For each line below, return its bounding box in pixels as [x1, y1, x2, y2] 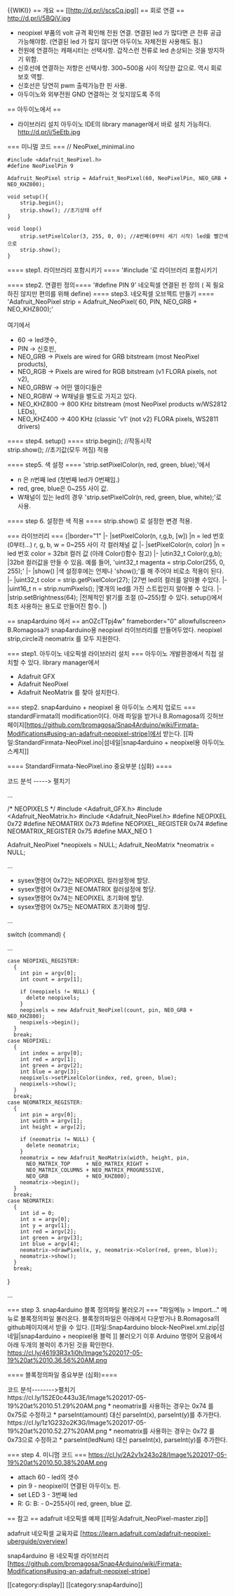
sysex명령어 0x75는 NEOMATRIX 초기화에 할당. [17, 903, 151, 910]
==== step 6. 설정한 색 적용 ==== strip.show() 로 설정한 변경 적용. [7, 517, 193, 525]
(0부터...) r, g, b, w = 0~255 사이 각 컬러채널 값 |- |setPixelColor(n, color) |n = [7, 541, 226, 548]
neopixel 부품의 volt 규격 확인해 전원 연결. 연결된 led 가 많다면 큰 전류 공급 [17, 29, 222, 37]
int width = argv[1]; [20, 1117, 83, 1124]
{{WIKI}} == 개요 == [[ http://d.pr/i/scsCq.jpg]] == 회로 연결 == [7, 6, 184, 14]
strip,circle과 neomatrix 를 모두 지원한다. [7, 635, 121, 643]
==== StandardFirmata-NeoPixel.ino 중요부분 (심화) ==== [7, 762, 173, 770]
